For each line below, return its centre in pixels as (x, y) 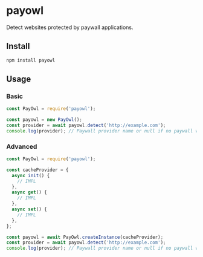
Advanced (22, 146)
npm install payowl (31, 60)
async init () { (31, 175)
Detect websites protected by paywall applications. (70, 27)
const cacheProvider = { (37, 170)
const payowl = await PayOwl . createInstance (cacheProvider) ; (85, 237)
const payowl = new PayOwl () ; (44, 120)
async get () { (29, 192)
